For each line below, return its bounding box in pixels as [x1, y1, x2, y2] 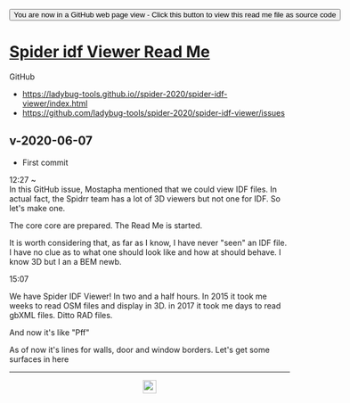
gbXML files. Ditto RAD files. [9, 309, 113, 320]
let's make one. [9, 202, 66, 213]
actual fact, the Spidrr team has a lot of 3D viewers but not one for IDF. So [9, 193, 281, 204]
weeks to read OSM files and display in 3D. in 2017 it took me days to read [9, 300, 281, 311]
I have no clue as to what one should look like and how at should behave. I [9, 246, 282, 258]
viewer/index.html [21, 98, 88, 109]
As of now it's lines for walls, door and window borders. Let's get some [9, 344, 270, 355]
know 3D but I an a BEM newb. [9, 256, 122, 267]
